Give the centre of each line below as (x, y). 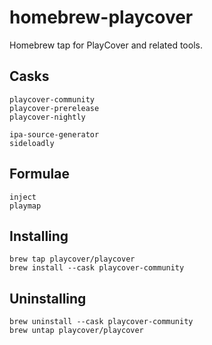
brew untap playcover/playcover (76, 331)
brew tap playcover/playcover (72, 259)
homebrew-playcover (101, 17)
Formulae (39, 174)
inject (23, 197)
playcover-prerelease (54, 108)
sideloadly (32, 143)
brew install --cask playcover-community (97, 268)
